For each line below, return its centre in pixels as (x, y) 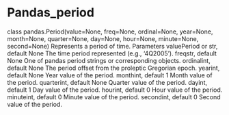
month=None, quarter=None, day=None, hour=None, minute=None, (103, 38)
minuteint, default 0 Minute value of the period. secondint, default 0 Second (114, 97)
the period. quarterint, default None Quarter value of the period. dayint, (107, 82)
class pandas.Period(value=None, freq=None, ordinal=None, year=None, (110, 31)
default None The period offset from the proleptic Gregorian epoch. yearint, (113, 68)
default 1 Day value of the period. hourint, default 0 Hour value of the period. (115, 90)
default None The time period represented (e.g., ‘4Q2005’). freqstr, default (112, 53)
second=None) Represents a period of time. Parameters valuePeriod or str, (112, 46)
